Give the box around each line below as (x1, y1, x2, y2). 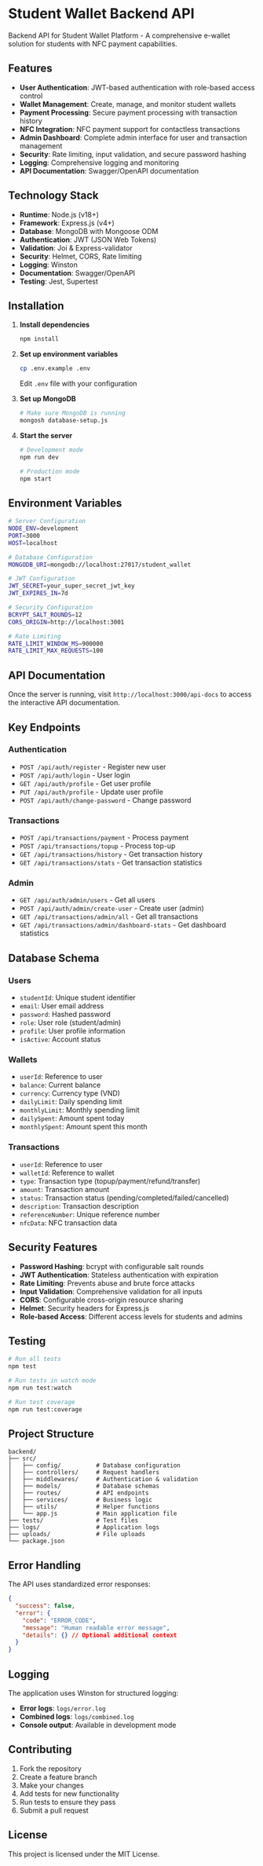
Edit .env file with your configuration (19, 379, 137, 389)
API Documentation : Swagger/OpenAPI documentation (19, 166, 199, 175)
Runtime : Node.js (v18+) (19, 210, 100, 219)
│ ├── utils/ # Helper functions (8, 1503, 159, 1511)
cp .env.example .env (19, 364, 90, 373)
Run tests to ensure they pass (19, 1797, 116, 1806)
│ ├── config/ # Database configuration (8, 1462, 181, 1469)
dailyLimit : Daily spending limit (19, 1097, 123, 1107)
